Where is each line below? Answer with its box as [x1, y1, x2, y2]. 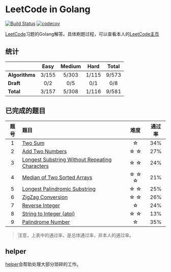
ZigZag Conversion [22, 194, 68, 201]
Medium [60, 63, 81, 70]
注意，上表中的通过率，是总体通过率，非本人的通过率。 [17, 232, 134, 238]
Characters [22, 162, 49, 169]
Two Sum [22, 139, 45, 146]
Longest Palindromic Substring [22, 185, 96, 192]
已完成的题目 [5, 106, 46, 115]
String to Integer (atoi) [22, 210, 75, 217]
